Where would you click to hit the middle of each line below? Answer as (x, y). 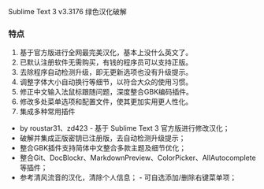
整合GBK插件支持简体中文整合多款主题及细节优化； (103, 148)
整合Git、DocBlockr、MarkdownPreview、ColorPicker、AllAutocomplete (138, 158)
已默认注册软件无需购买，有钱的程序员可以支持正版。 (106, 62)
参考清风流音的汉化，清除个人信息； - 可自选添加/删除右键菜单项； (128, 178)
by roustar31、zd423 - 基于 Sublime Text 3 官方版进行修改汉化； (125, 128)
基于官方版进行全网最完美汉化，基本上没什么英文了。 (106, 53)
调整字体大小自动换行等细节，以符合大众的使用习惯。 (106, 82)
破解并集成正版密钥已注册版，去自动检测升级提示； (102, 138)
